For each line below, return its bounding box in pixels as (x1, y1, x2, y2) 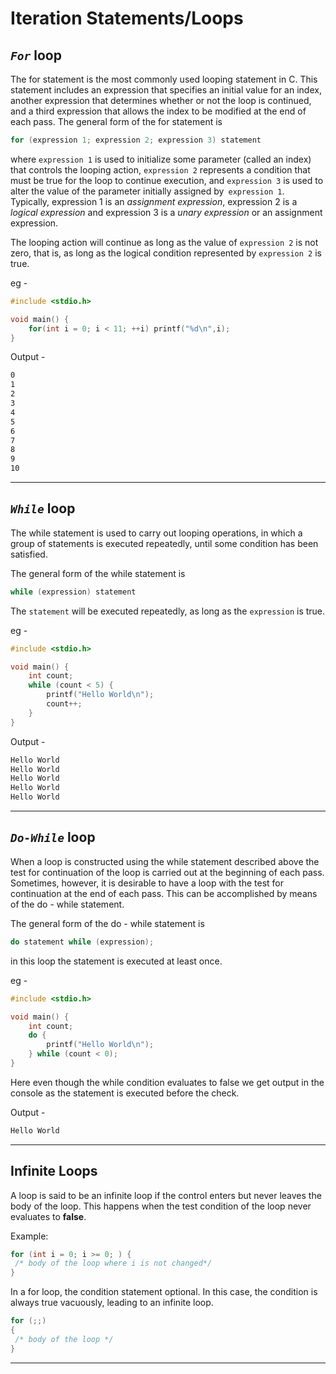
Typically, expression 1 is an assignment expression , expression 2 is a (10, 195, 298, 207)
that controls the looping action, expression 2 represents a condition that (10, 163, 311, 176)
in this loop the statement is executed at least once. (10, 955, 223, 967)
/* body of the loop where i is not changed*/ (14, 1258, 213, 1269)
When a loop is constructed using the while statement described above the (10, 855, 320, 867)
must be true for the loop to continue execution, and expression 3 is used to (10, 174, 324, 186)
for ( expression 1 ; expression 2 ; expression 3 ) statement (10, 135, 262, 145)
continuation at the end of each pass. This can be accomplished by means (10, 887, 318, 899)
